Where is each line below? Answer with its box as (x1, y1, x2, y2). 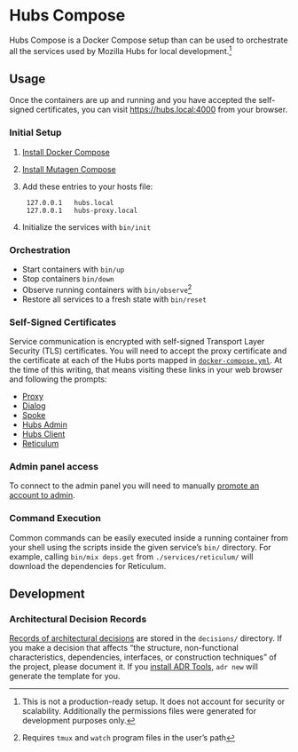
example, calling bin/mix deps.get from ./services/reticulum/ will (9, 551, 254, 562)
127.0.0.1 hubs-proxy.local (26, 206, 138, 215)
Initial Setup (9, 126, 62, 139)
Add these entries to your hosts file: (21, 181, 153, 192)
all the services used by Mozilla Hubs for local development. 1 (9, 44, 232, 56)
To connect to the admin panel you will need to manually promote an (9, 480, 260, 491)
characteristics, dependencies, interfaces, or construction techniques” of (9, 652, 278, 662)
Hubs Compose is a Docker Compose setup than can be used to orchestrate (9, 35, 288, 45)
